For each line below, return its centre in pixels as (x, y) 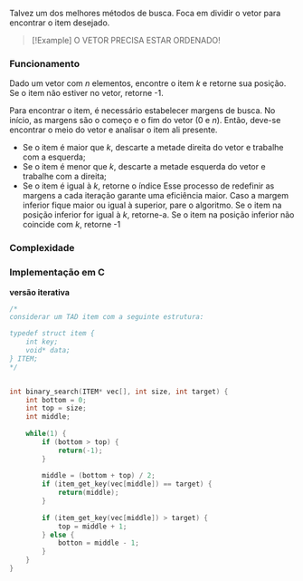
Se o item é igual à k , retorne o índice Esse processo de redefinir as (148, 186)
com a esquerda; (54, 157)
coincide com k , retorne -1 (71, 225)
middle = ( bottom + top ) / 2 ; (99, 476)
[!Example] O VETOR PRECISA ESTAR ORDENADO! (126, 40)
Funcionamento (44, 63)
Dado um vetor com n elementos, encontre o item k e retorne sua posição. (148, 83)
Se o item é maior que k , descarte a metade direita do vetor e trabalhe (153, 148)
